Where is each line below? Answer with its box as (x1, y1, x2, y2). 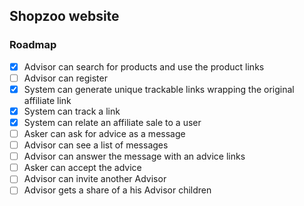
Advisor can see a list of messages (23, 139, 169, 151)
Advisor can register (23, 72, 108, 84)
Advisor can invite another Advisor (23, 173, 167, 185)
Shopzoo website (9, 8, 120, 25)
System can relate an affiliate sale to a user (23, 116, 202, 128)
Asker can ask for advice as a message (23, 128, 186, 139)
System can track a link (23, 105, 121, 117)
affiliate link (23, 94, 72, 106)
